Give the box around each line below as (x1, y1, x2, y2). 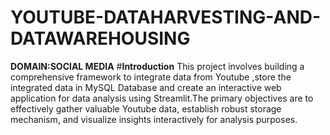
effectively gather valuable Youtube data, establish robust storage (10, 102, 282, 115)
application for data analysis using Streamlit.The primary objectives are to (10, 92, 314, 104)
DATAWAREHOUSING (10, 27, 191, 50)
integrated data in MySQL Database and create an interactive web (10, 81, 282, 93)
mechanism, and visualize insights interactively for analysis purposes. (10, 113, 298, 125)
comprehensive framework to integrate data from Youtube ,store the (10, 71, 292, 83)
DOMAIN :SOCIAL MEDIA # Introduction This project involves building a (10, 60, 305, 72)
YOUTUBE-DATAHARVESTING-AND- (10, 6, 322, 29)
